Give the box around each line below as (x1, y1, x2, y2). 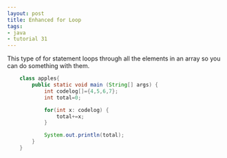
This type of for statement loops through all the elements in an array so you (7, 54, 221, 63)
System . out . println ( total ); (43, 132, 125, 139)
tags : (7, 23, 23, 30)
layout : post (7, 10, 45, 17)
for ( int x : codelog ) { (43, 106, 109, 113)
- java (7, 29, 26, 36)
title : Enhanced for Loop (7, 16, 81, 23)
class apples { (19, 75, 60, 82)
